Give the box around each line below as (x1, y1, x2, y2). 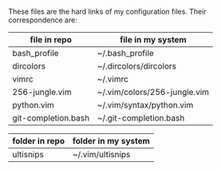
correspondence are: (8, 15, 77, 25)
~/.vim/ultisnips (72, 149, 131, 160)
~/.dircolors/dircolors (97, 61, 177, 71)
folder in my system (72, 136, 150, 146)
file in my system (119, 34, 187, 45)
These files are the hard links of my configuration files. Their (8, 7, 207, 16)
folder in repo (12, 136, 65, 146)
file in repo (30, 34, 72, 45)
